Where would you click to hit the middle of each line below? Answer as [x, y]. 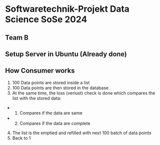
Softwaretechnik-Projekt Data [67, 9]
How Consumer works [40, 71]
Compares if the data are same [51, 113]
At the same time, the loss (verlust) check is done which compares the [84, 93]
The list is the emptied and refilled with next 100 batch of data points [82, 133]
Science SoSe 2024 [46, 19]
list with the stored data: [37, 98]
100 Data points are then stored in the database [60, 88]
